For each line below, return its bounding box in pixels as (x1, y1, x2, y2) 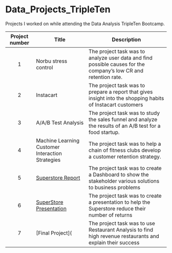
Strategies (35, 156, 61, 163)
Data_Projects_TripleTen (5, 4, 111, 15)
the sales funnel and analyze (89, 115, 158, 123)
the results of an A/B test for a (89, 122, 161, 129)
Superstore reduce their (89, 205, 146, 212)
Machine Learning (35, 137, 80, 144)
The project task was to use (89, 220, 155, 227)
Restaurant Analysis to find (89, 226, 154, 233)
